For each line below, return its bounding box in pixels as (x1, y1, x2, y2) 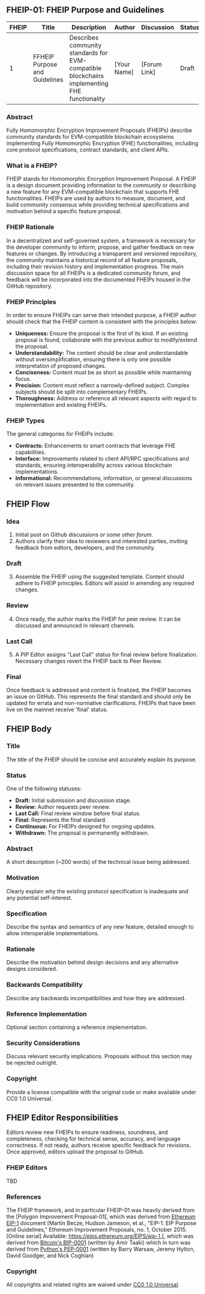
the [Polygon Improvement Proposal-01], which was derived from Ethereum (6, 1213, 196, 1220)
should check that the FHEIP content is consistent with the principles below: (6, 318, 198, 325)
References (6, 1193, 41, 1201)
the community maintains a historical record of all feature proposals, (6, 256, 178, 263)
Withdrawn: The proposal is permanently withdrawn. (15, 829, 149, 836)
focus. (15, 375, 32, 382)
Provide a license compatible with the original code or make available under (6, 1088, 196, 1095)
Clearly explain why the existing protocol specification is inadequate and (6, 887, 189, 894)
